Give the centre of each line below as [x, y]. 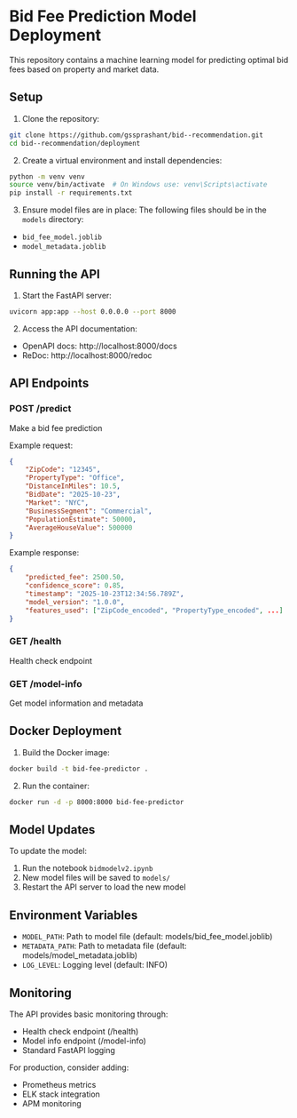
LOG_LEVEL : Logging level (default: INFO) [95, 965]
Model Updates [52, 830]
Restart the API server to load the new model [104, 887]
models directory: [53, 220]
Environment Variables [74, 915]
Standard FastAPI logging [68, 1050]
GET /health [35, 642]
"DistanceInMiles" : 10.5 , [73, 486]
